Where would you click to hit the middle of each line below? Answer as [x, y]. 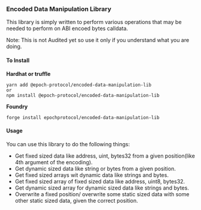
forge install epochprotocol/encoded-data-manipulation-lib [83, 117]
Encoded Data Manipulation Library [59, 9]
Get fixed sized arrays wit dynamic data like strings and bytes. [92, 175]
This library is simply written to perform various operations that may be [94, 22]
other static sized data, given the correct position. [76, 200]
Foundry [17, 107]
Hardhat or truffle [28, 73]
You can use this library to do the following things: [68, 144]
